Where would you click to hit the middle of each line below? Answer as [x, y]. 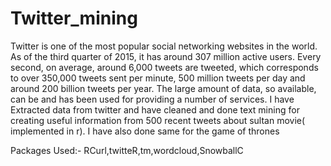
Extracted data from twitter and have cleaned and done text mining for [155, 109]
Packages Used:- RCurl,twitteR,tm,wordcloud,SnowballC [127, 150]
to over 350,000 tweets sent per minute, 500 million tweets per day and [158, 78]
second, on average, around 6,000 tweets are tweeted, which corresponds [164, 67]
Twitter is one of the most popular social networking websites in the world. [164, 46]
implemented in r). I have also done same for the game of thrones [145, 131]
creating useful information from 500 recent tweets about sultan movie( [158, 120]
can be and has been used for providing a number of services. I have [152, 99]
